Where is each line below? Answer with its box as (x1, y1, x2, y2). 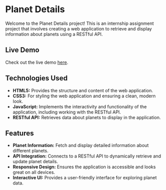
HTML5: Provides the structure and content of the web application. (12, 87, 153, 93)
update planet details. (12, 159, 58, 165)
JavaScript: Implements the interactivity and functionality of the (12, 103, 147, 109)
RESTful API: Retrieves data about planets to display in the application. (12, 114, 161, 120)
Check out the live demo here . (5, 59, 69, 65)
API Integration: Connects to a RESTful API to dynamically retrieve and (12, 153, 161, 159)
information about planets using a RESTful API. (5, 31, 103, 37)
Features (5, 129, 34, 137)
